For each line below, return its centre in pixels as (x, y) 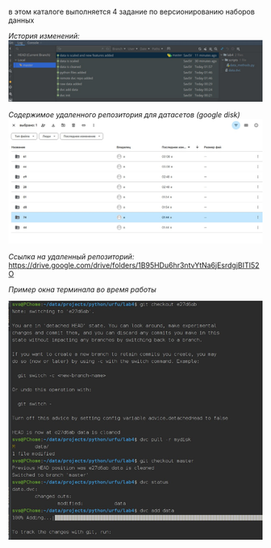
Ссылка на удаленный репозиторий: (71, 256)
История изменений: (44, 36)
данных (21, 20)
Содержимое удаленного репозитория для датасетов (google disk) (124, 115)
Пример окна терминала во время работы (83, 289)
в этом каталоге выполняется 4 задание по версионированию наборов (132, 12)
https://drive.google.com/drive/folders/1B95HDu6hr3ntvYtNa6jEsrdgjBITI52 (134, 265)
